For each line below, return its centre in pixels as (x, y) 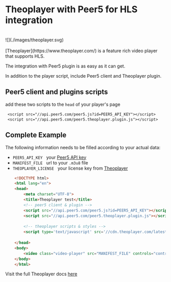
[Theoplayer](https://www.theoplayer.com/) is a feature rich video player (81, 51)
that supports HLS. (25, 56)
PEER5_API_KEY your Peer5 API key (49, 157)
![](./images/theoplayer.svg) (35, 40)
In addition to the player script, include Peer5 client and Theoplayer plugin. (83, 76)
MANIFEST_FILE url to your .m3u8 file (50, 162)
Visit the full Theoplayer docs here (41, 274)
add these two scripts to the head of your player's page (63, 104)
